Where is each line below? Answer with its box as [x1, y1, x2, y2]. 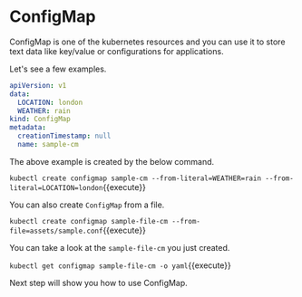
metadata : [9, 123, 47, 132]
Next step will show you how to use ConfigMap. [9, 277, 188, 288]
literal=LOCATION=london [9, 183, 103, 192]
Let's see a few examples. [9, 63, 107, 74]
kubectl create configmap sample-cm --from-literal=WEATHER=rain [9, 174, 261, 183]
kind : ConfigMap [9, 115, 71, 124]
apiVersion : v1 [9, 81, 67, 90]
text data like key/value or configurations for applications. [9, 45, 224, 56]
